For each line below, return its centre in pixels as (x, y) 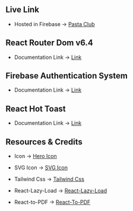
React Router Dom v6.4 (49, 43)
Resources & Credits (44, 142)
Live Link (23, 10)
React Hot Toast (36, 108)
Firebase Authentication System (67, 76)
